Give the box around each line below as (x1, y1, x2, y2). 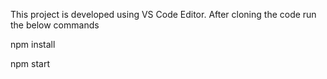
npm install (10, 39, 56, 50)
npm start (10, 58, 51, 69)
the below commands (10, 19, 100, 31)
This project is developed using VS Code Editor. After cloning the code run (10, 9, 317, 20)
